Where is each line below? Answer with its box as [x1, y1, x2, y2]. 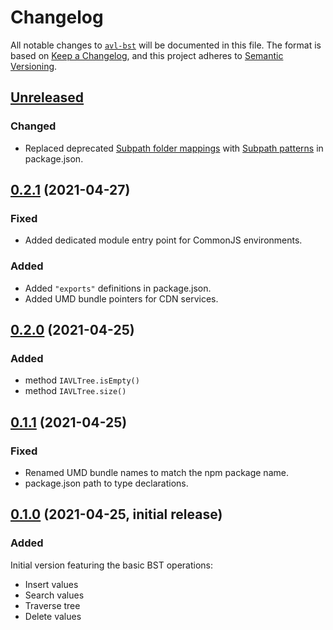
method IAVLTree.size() [24, 385, 127, 397]
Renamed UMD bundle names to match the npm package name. [24, 466, 289, 478]
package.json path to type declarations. [24, 477, 189, 489]
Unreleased [10, 89, 85, 106]
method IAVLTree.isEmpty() [24, 374, 140, 386]
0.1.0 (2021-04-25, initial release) [10, 506, 223, 523]
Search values [24, 589, 85, 601]
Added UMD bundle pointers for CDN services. [24, 292, 219, 305]
